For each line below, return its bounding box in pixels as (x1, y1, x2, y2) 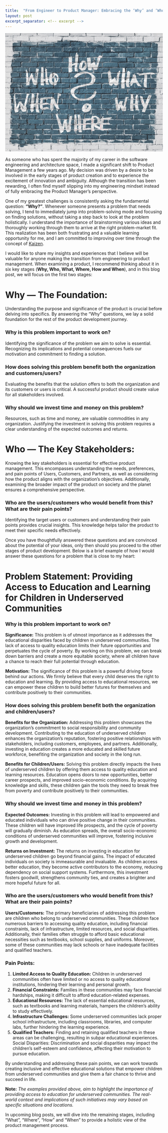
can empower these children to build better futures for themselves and (5, 684, 151, 690)
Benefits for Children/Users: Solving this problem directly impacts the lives (5, 761, 161, 767)
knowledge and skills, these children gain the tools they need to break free (5, 782, 159, 788)
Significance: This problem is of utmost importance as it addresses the (5, 632, 152, 638)
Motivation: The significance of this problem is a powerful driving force (5, 668, 153, 674)
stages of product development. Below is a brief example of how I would (5, 548, 154, 554)
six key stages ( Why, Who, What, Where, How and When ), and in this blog (5, 266, 160, 272)
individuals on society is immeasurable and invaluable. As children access (5, 858, 157, 864)
